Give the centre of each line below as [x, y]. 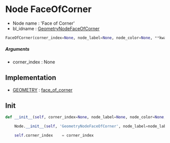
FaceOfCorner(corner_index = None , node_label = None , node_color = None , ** [82, 38]
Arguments [17, 49]
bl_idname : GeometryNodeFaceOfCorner [56, 28]
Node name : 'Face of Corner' [44, 23]
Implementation [31, 78]
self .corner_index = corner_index [54, 135]
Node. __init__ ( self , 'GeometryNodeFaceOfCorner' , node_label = [81, 126]
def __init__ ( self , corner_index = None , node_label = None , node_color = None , [86, 117]
